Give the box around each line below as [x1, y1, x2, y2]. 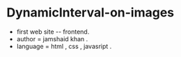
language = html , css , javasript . [16, 42, 112, 50]
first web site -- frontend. [16, 27, 90, 36]
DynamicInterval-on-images [6, 5, 175, 21]
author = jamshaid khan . [16, 34, 88, 43]
